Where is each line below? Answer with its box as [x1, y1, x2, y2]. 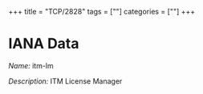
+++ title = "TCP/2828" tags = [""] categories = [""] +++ [8, 7, 196, 16]
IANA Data [8, 35, 79, 53]
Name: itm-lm [8, 61, 54, 70]
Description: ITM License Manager [8, 76, 123, 86]
